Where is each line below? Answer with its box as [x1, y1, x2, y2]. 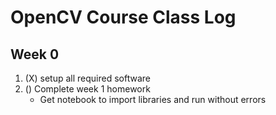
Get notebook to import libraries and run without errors [39, 94, 267, 105]
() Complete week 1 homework [24, 83, 151, 95]
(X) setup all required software [24, 72, 151, 84]
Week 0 [10, 46, 60, 63]
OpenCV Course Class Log [10, 6, 237, 29]
